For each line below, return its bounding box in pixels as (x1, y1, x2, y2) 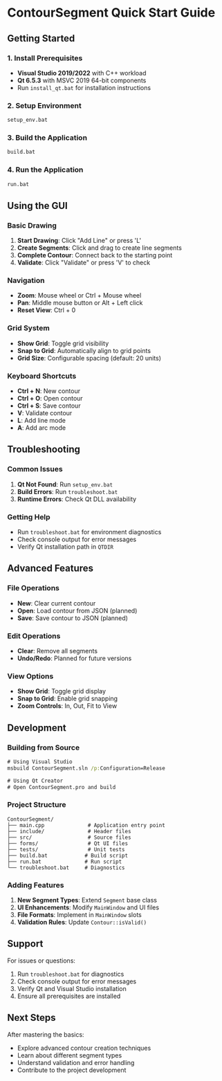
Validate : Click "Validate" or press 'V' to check (17, 258, 151, 267)
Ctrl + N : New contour (17, 386, 81, 395)
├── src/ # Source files (7, 834, 131, 841)
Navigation (7, 275, 45, 285)
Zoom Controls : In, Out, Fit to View (17, 702, 118, 710)
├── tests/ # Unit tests (7, 846, 126, 853)
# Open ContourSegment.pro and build (7, 783, 116, 790)
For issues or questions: (7, 956, 76, 965)
